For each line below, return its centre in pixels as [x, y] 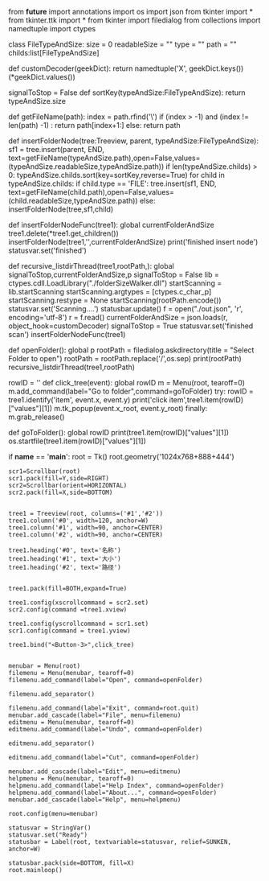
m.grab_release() [37, 417]
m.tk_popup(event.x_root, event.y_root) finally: [131, 408]
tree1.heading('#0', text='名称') [65, 550]
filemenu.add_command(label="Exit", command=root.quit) [104, 708]
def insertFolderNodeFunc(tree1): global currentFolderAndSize [111, 225]
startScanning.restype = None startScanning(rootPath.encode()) [115, 300]
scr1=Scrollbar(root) [45, 471]
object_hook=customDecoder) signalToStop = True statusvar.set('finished [131, 326]
